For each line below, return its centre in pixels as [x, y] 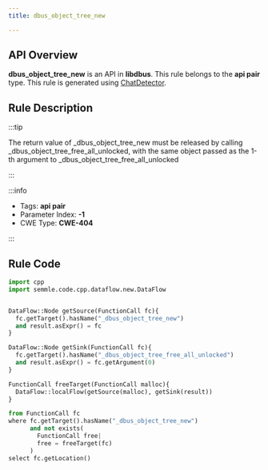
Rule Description [51, 108]
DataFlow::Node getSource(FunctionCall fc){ [84, 311]
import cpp [26, 282]
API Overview [43, 56]
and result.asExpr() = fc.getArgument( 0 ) [86, 363]
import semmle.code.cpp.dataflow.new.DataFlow [87, 289]
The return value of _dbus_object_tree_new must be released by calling [126, 143]
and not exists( [56, 428]
